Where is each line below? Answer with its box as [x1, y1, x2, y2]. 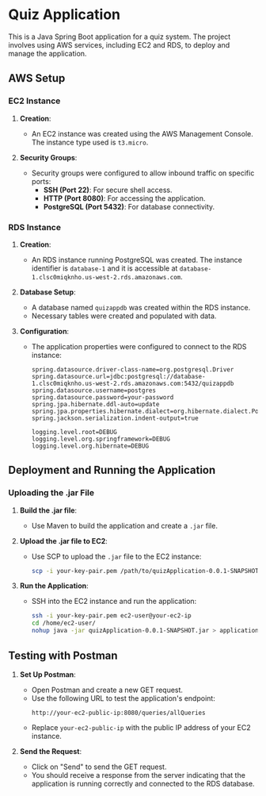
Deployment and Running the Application [8, 463, 216, 477]
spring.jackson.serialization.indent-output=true [31, 414, 199, 422]
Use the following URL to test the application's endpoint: [31, 693, 215, 703]
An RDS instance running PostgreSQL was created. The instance [31, 255, 243, 264]
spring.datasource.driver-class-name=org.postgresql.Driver [31, 365, 234, 374]
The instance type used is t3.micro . [31, 137, 149, 147]
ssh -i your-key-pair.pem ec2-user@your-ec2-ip [31, 612, 192, 620]
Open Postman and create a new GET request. [31, 685, 184, 694]
